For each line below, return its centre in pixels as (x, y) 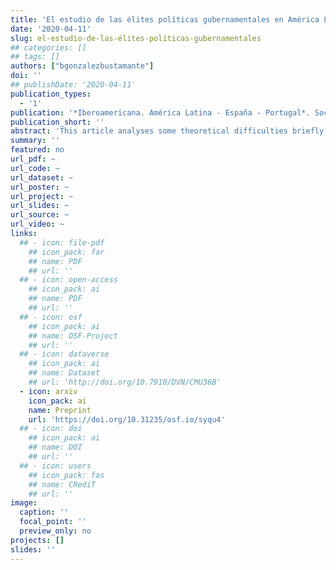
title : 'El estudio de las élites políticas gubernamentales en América (165, 19)
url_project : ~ (42, 196)
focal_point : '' (53, 522)
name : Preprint (60, 410)
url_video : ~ (37, 224)
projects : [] (37, 540)
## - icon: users (55, 466)
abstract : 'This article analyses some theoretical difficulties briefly (167, 131)
